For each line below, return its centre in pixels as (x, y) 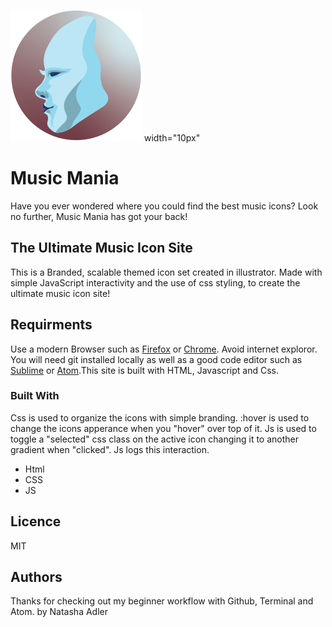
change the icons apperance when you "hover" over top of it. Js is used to (163, 428)
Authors (36, 577)
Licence (36, 521)
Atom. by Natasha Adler (59, 612)
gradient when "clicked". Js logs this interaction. (110, 449)
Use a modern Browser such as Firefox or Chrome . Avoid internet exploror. (164, 349)
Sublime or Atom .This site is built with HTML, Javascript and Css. (144, 370)
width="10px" (172, 138)
